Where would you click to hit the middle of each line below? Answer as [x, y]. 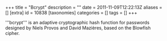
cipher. [12, 33]
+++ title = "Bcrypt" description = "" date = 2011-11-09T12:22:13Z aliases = [84, 7]
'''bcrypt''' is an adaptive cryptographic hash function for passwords [77, 23]
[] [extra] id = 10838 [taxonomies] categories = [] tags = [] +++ [71, 13]
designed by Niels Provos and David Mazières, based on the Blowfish [78, 28]
